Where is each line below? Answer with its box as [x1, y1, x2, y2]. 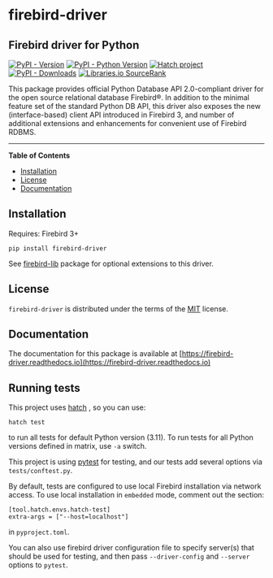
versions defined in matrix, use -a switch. [8, 441, 147, 451]
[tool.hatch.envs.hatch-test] [8, 506, 111, 514]
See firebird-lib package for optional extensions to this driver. [8, 259, 214, 268]
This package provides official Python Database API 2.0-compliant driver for [8, 84, 264, 93]
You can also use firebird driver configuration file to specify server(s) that [8, 543, 254, 553]
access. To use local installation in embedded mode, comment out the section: [8, 490, 265, 500]
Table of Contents [8, 150, 71, 160]
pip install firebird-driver [8, 244, 107, 253]
